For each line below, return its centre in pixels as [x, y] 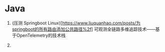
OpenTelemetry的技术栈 [41, 35]
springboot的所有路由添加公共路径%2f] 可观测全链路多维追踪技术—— [83, 29]
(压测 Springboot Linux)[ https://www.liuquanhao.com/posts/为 [76, 23]
